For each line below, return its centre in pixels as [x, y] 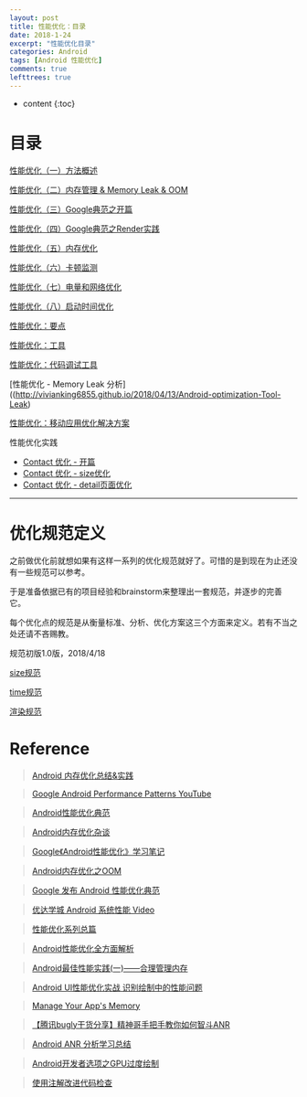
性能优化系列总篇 [64, 929]
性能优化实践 [33, 442]
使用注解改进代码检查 [72, 1082]
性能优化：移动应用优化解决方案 [69, 422]
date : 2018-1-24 [40, 35]
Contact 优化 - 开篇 [59, 462]
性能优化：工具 [37, 345]
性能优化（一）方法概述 [53, 170]
